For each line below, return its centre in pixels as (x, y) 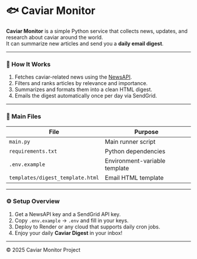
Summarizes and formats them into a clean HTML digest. (83, 90)
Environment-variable (135, 160)
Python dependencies (135, 151)
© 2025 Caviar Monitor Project (43, 250)
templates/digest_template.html (54, 177)
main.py (20, 142)
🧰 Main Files (24, 116)
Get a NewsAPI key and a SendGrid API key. (68, 214)
